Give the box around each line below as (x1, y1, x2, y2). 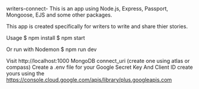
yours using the (6, 70, 45, 77)
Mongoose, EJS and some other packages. (6, 11, 112, 18)
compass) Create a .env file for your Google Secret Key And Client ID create (6, 63, 193, 71)
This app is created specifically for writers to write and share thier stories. (6, 23, 188, 30)
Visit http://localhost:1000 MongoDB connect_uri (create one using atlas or (6, 58, 190, 64)
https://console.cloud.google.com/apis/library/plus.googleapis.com (6, 77, 172, 83)
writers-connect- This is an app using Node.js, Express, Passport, (6, 5, 169, 12)
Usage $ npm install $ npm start (6, 34, 85, 41)
